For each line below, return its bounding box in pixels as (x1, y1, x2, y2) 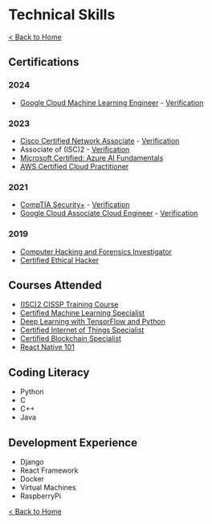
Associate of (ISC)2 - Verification (19, 144, 130, 154)
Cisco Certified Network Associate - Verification (19, 136, 180, 145)
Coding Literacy (8, 365, 90, 379)
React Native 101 (19, 343, 75, 352)
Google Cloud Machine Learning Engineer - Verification (19, 98, 204, 108)
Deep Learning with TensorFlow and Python (19, 317, 166, 327)
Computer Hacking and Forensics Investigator (19, 246, 173, 256)
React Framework (19, 465, 79, 475)
